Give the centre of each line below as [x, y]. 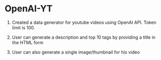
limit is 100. [23, 27]
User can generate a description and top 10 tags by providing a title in [84, 37]
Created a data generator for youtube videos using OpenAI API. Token [84, 22]
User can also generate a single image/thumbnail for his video [76, 52]
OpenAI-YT [29, 9]
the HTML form [27, 42]
